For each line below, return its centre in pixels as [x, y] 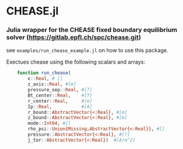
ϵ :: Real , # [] [45, 79]
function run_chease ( [44, 73]
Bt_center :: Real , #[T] [60, 95]
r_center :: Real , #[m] [60, 101]
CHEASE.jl [32, 11]
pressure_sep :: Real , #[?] [60, 90]
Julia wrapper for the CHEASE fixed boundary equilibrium [92, 30]
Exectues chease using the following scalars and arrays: [76, 62]
